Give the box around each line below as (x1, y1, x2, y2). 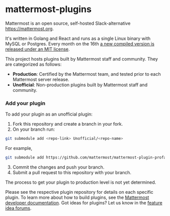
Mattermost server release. (12, 76, 69, 82)
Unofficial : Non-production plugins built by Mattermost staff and (12, 82, 148, 88)
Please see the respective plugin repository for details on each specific (5, 189, 153, 195)
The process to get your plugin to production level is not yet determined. (5, 179, 156, 185)
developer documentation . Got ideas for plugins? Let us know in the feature (5, 199, 163, 205)
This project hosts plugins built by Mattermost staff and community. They (5, 56, 158, 62)
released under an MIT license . (5, 46, 70, 52)
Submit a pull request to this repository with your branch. (12, 169, 132, 175)
